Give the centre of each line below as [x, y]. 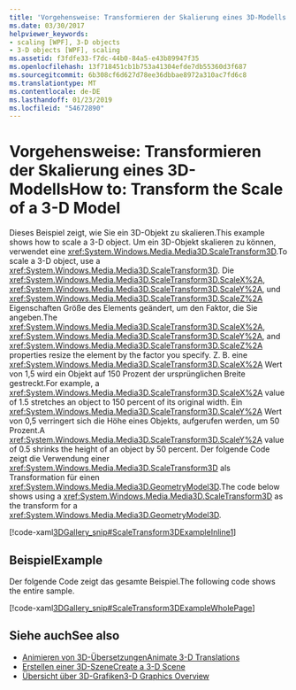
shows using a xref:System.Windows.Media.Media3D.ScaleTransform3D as [146, 496]
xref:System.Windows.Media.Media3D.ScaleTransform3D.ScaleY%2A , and [145, 337]
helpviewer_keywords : [49, 34]
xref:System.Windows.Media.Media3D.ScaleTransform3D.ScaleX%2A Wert [146, 365]
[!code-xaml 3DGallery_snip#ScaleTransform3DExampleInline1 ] [123, 532]
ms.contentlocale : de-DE [55, 91]
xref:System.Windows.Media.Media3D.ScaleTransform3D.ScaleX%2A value [147, 393]
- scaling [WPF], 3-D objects [65, 42]
